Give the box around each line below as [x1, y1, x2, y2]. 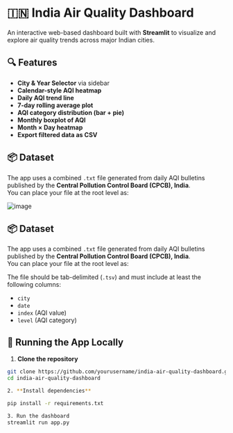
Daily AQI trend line [17, 93, 74, 102]
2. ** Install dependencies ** [7, 387, 92, 394]
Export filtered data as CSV [17, 130, 98, 139]
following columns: [7, 281, 61, 289]
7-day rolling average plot [17, 101, 94, 109]
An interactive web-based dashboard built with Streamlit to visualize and [7, 28, 216, 36]
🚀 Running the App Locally [7, 336, 123, 348]
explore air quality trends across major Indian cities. [7, 36, 155, 44]
